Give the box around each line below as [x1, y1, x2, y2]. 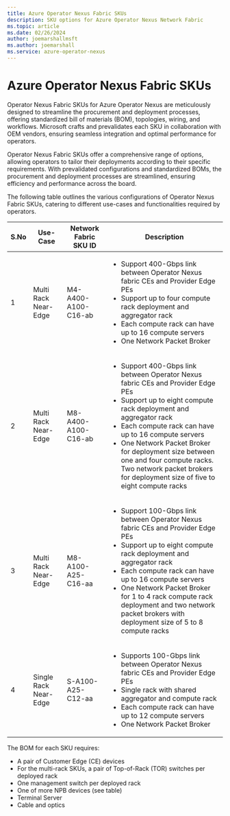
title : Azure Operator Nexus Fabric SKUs [7, 10, 127, 17]
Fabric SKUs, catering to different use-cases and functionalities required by [7, 200, 220, 208]
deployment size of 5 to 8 [120, 617, 203, 627]
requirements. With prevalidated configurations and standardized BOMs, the [7, 165, 222, 173]
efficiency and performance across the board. [7, 179, 137, 187]
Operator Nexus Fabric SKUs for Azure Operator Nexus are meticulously [7, 100, 211, 108]
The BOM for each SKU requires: [7, 743, 100, 752]
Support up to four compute [120, 293, 211, 302]
